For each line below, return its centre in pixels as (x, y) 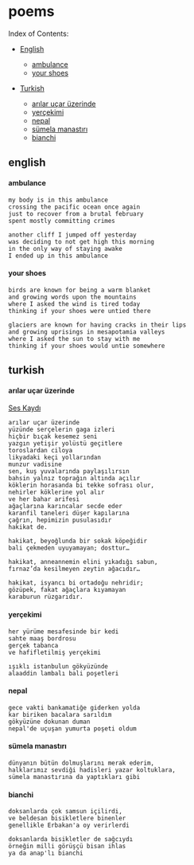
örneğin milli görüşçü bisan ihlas (67, 847)
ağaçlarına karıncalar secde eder (66, 507)
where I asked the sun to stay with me (74, 339)
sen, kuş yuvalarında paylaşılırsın (69, 472)
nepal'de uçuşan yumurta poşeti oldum (72, 728)
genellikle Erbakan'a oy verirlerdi (69, 826)
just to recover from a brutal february (76, 213)
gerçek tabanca (33, 645)
